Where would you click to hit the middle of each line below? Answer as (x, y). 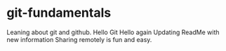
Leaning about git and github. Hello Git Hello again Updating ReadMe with (113, 32)
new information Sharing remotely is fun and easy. (79, 39)
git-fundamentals (59, 13)
